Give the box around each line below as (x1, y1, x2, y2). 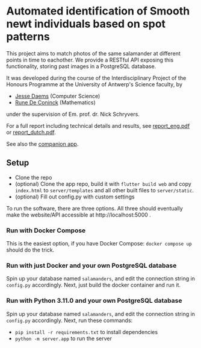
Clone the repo (14, 174, 52, 181)
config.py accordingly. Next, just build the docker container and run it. (6, 282, 181, 289)
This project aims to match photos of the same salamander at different (6, 49, 181, 57)
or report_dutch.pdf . (6, 128, 56, 136)
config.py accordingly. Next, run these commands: (6, 317, 133, 324)
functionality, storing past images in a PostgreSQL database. (6, 62, 156, 70)
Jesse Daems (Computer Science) (14, 92, 100, 100)
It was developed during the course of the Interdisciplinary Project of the (6, 74, 187, 81)
